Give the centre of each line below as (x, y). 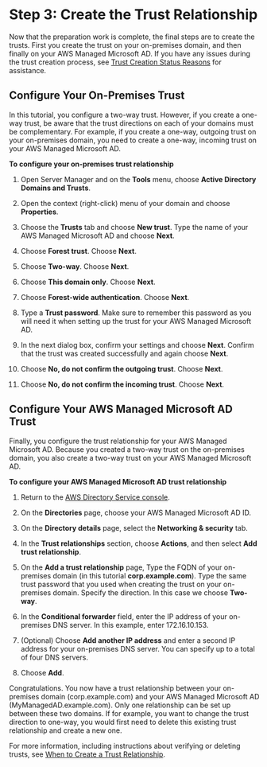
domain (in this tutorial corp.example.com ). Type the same (150, 575)
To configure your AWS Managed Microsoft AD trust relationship (118, 481)
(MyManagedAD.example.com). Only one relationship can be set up (120, 705)
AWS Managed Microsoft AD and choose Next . (97, 236)
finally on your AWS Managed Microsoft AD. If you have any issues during (130, 53)
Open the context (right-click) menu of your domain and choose (125, 203)
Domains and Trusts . (55, 188)
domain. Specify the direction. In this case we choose (141, 592)
